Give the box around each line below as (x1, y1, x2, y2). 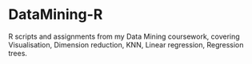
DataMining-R (8, 6, 103, 24)
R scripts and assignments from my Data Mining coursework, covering (8, 32, 240, 41)
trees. (8, 48, 28, 58)
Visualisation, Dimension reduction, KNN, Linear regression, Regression (8, 40, 244, 49)
